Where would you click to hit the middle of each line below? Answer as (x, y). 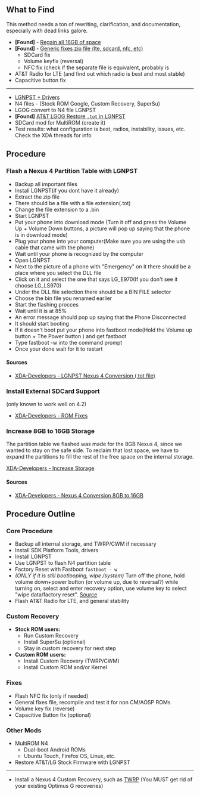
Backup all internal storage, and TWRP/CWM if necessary (85, 544)
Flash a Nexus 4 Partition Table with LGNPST (72, 171)
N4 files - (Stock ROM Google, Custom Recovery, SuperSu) (87, 103)
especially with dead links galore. (47, 30)
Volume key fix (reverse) (45, 709)
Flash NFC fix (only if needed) (51, 696)
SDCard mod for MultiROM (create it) (60, 122)
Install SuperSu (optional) (55, 642)
